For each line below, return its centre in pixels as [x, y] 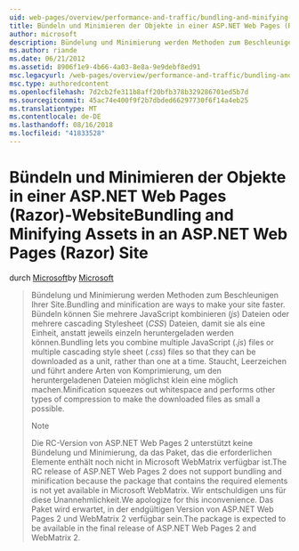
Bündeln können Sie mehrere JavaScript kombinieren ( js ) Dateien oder [160, 313]
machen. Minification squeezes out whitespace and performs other [153, 389]
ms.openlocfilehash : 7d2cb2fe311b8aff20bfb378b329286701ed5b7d [129, 92]
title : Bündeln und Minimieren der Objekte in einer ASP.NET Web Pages [145, 26]
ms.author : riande [43, 51]
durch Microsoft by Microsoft [61, 278]
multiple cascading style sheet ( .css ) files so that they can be [143, 352]
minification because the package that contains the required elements [159, 481]
